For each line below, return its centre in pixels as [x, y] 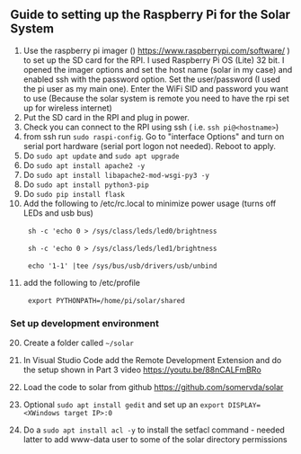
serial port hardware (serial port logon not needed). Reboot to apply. [150, 146]
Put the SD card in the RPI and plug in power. [106, 117]
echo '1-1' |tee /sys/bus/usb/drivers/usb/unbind [122, 266]
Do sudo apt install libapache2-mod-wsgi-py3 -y [116, 174]
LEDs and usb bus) [58, 213]
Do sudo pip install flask [74, 193]
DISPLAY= [245, 405]
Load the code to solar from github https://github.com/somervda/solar [153, 387]
